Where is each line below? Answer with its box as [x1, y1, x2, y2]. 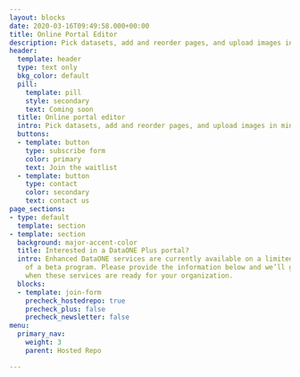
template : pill [25, 88, 82, 97]
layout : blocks [9, 13, 66, 22]
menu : [9, 321, 29, 330]
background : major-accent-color [17, 238, 138, 247]
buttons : [17, 130, 50, 139]
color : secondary [25, 188, 90, 197]
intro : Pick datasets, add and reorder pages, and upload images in [17, 122, 278, 131]
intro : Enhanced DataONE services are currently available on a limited [17, 254, 294, 264]
